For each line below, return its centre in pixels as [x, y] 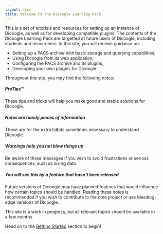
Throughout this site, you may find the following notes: [60, 78]
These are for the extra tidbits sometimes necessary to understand [72, 130]
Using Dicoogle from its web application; [53, 58]
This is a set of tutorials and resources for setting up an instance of [72, 28]
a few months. [19, 217]
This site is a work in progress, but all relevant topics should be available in [80, 212]
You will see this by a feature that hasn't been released [62, 175]
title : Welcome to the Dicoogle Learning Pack [53, 14]
